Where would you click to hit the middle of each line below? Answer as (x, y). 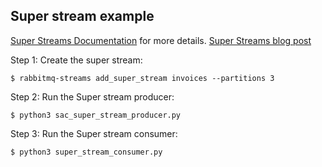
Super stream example (82, 16)
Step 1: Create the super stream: (76, 60)
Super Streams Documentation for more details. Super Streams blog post (161, 40)
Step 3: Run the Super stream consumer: (94, 133)
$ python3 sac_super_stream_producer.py (96, 115)
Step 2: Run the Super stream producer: (92, 96)
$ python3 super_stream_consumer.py (86, 152)
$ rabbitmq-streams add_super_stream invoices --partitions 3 (142, 78)
